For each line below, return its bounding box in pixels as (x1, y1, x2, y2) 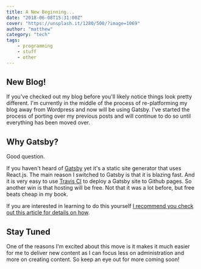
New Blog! (6, 77, 46, 87)
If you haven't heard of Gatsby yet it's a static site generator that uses (6, 165, 182, 172)
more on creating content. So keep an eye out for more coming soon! (6, 256, 180, 263)
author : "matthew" (6, 26, 53, 32)
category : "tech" (6, 32, 51, 38)
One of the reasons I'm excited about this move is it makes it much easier (6, 243, 190, 250)
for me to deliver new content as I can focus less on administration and (6, 249, 185, 257)
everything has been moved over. (6, 119, 90, 126)
